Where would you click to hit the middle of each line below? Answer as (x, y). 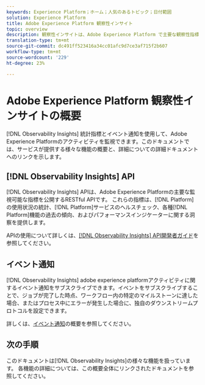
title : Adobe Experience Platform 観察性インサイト (70, 23)
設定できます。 (51, 311)
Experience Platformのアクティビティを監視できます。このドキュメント (95, 142)
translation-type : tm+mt (38, 40)
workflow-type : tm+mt (34, 52)
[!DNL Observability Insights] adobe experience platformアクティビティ (95, 280)
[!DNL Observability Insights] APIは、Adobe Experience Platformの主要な (98, 192)
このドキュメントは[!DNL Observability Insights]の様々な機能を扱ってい (96, 361)
